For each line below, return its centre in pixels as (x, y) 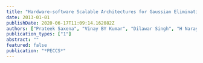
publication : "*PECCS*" (36, 51)
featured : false (27, 46)
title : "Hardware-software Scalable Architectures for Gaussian (89, 12)
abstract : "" (23, 40)
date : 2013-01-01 (28, 17)
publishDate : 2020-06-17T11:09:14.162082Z (60, 23)
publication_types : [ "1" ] (39, 34)
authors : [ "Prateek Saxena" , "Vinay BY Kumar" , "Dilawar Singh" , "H (94, 28)
